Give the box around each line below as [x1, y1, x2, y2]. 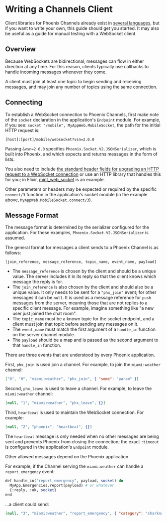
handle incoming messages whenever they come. [5, 69, 107, 75]
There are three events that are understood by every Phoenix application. [5, 352, 155, 358]
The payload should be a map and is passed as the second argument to [12, 337, 159, 343]
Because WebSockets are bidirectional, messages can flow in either [5, 58, 144, 64]
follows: [5, 250, 21, 256]
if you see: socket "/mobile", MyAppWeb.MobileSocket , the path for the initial [5, 122, 161, 128]
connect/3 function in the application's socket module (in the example [5, 191, 148, 197]
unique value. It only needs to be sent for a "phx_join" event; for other [12, 289, 157, 295]
